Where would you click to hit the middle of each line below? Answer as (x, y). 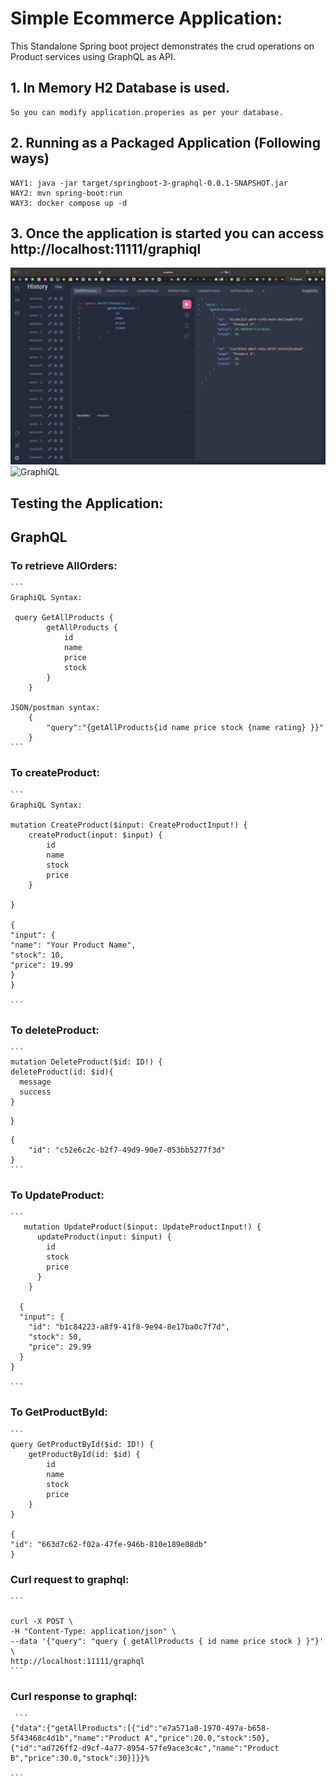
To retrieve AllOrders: (64, 566)
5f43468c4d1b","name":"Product (75, 1738)
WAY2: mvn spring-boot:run (66, 193)
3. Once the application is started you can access (167, 233)
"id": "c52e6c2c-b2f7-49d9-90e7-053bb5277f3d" (127, 1150)
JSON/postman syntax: (55, 708)
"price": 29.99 (60, 1347)
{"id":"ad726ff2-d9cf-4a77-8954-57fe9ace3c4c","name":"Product (145, 1748)
